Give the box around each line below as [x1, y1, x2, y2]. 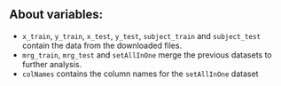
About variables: [9, 7, 104, 22]
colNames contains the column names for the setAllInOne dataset [21, 68, 259, 79]
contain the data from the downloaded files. [21, 40, 183, 51]
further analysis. [21, 59, 82, 69]
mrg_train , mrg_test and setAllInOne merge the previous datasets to [21, 49, 272, 60]
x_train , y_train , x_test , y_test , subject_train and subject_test [21, 30, 261, 41]
